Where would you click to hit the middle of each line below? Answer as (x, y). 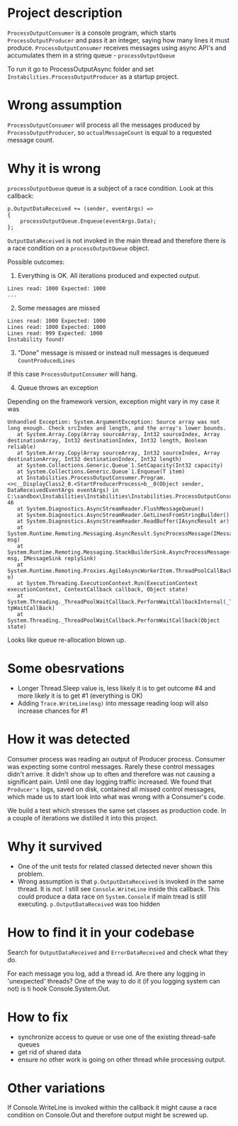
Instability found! (36, 339)
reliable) (22, 447)
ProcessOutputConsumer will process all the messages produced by (104, 125)
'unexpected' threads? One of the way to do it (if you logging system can (114, 981)
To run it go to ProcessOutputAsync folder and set (81, 69)
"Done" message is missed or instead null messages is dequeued (113, 352)
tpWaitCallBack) (31, 608)
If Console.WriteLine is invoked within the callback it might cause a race (112, 1108)
